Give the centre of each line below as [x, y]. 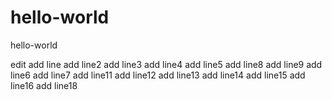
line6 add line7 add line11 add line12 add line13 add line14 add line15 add [158, 75]
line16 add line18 [44, 85]
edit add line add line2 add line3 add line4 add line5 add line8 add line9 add [166, 64]
